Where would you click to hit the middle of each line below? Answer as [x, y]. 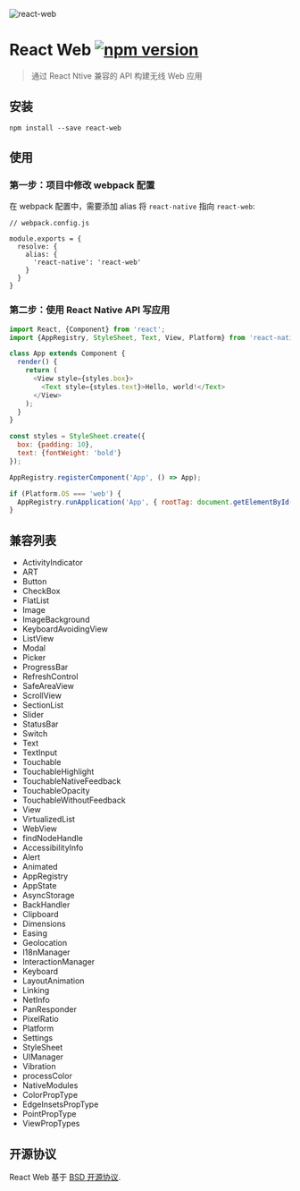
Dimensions [44, 924]
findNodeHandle [52, 838]
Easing [34, 933]
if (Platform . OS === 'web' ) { [66, 493]
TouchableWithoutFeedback [74, 800]
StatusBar [40, 724]
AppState [39, 886]
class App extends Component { [67, 353]
